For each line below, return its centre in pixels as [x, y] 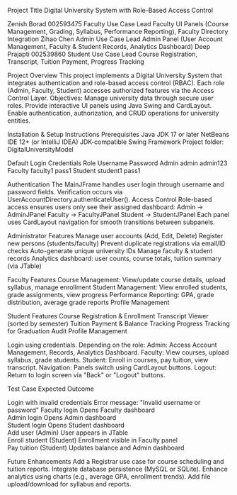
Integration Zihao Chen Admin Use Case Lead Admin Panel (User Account [115, 39]
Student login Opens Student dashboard [66, 425]
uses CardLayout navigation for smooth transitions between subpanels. [111, 222]
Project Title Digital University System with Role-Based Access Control [110, 10]
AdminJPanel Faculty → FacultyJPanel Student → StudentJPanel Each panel [118, 215]
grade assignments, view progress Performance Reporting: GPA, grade [111, 295]
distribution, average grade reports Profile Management [88, 302]
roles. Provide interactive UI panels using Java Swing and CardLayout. [110, 105]
